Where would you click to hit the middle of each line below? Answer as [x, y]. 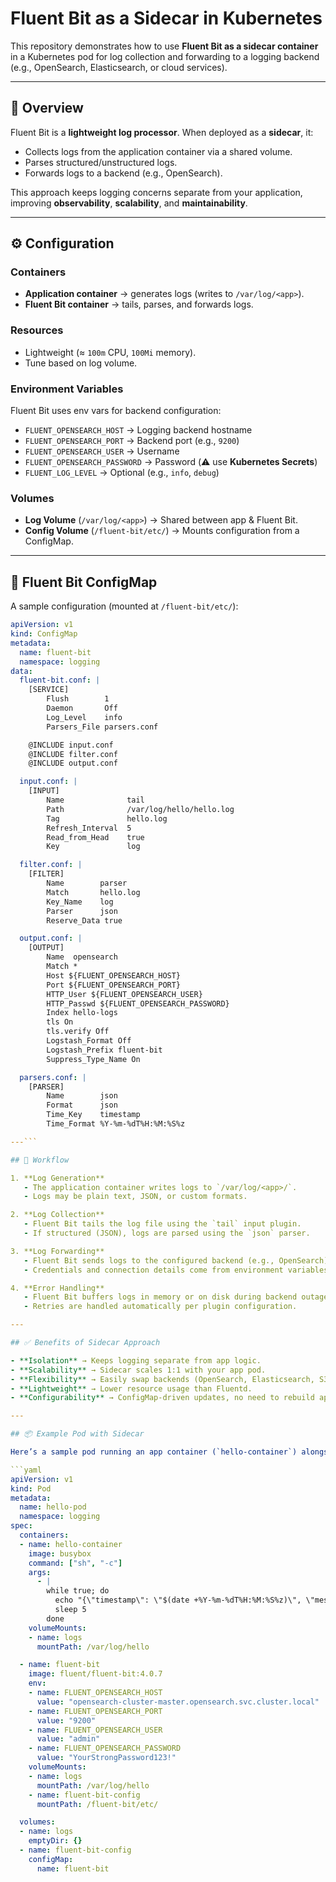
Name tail [95, 800]
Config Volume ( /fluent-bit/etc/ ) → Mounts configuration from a [162, 531]
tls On [60, 1022]
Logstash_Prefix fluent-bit [104, 1050]
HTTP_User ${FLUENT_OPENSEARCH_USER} [124, 994]
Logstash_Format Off [89, 1041]
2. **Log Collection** [57, 1215]
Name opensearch [82, 957]
